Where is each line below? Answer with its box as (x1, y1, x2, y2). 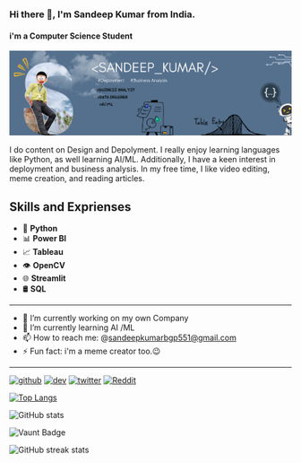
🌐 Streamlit (21, 273, 66, 284)
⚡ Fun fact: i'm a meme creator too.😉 (21, 345, 161, 357)
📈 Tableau (21, 247, 64, 258)
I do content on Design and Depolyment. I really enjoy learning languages (9, 144, 280, 155)
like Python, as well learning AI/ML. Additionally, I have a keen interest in (9, 154, 276, 165)
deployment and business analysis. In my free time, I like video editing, (9, 163, 271, 174)
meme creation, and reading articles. (9, 173, 145, 184)
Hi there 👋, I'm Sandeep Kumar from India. (9, 8, 195, 21)
